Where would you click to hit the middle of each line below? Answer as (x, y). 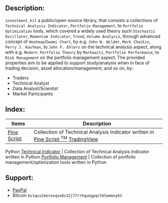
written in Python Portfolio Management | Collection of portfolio (70, 156)
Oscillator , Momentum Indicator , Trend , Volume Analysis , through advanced (83, 36)
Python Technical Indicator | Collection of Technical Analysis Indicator (77, 151)
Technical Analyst (31, 83)
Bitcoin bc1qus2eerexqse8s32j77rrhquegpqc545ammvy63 (67, 195)
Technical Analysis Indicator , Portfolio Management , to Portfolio (74, 25)
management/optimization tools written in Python (56, 162)
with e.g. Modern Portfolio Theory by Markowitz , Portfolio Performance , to (82, 52)
